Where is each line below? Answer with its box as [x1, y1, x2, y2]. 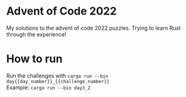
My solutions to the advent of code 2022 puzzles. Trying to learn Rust [6, 24, 181, 32]
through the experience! [6, 30, 67, 38]
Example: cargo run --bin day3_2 [6, 84, 91, 91]
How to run [6, 52, 63, 66]
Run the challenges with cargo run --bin [6, 72, 108, 79]
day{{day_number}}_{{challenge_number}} [6, 78, 110, 84]
